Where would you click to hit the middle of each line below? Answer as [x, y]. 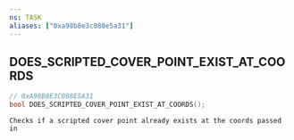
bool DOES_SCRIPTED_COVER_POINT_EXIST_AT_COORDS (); [107, 105]
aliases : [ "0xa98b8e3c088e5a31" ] [71, 26]
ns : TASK [25, 17]
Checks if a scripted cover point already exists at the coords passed [145, 121]
